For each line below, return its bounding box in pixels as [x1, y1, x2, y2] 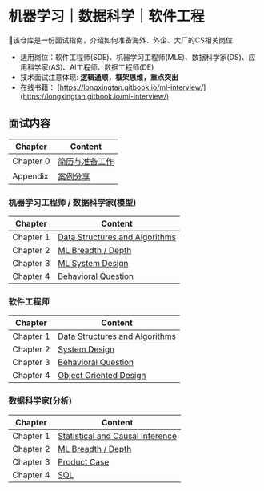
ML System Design [58, 258, 129, 269]
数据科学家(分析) [8, 396, 72, 407]
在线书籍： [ [19, 82, 60, 92]
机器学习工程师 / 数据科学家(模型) [8, 197, 137, 208]
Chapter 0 [12, 155, 50, 167]
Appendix [12, 170, 49, 181]
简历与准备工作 [58, 155, 114, 167]
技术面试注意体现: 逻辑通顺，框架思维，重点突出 [19, 72, 178, 82]
